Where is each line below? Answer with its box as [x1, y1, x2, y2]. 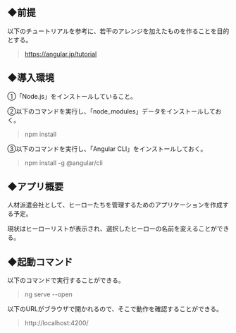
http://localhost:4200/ [24, 319, 89, 327]
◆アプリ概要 [7, 181, 64, 193]
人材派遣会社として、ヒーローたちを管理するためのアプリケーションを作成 [7, 200, 223, 210]
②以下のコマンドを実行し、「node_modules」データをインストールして [7, 107, 216, 115]
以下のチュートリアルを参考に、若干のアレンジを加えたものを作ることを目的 [7, 27, 230, 35]
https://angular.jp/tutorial [24, 49, 97, 58]
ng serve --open [24, 290, 73, 298]
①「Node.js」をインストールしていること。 [7, 92, 137, 100]
